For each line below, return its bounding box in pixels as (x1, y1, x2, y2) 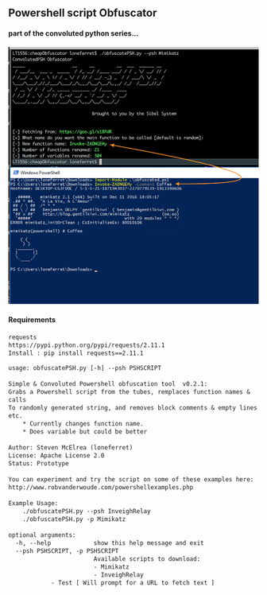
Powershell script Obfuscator (8, 6, 157, 20)
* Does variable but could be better (22, 428, 148, 436)
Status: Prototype (8, 460, 69, 468)
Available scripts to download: (93, 555, 201, 563)
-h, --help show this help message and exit (15, 539, 204, 547)
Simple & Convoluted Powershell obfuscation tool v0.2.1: (8, 380, 208, 388)
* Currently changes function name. (22, 420, 145, 428)
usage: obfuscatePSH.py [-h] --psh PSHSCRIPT (8, 364, 161, 372)
